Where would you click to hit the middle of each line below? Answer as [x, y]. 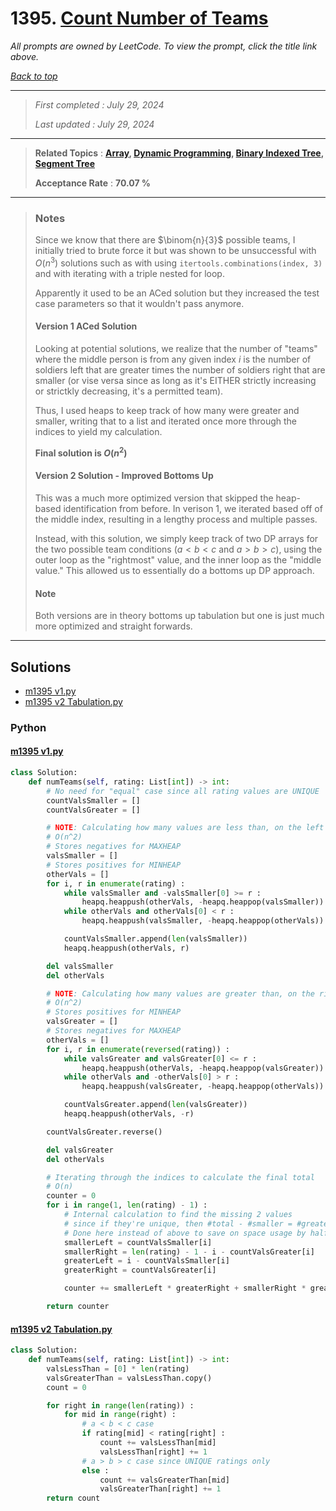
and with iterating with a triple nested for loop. [129, 273]
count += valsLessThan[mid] [158, 1443]
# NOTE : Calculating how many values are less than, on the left [185, 828]
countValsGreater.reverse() [104, 1132]
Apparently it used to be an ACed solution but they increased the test [177, 293]
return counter [78, 1307]
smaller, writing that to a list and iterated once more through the [165, 421]
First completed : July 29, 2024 [99, 104]
